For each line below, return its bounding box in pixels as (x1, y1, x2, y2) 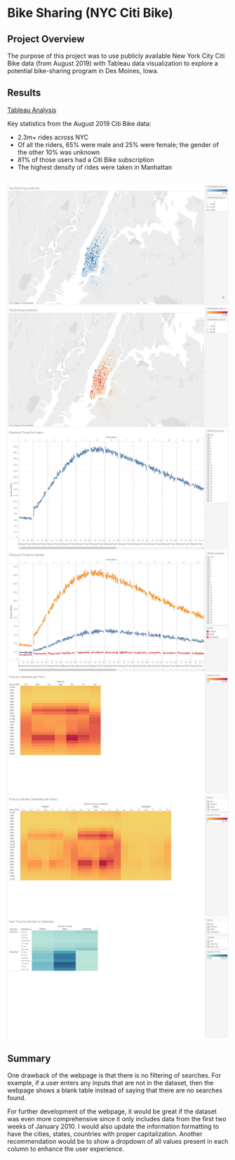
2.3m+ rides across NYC (17, 132, 89, 142)
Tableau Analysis (7, 106, 57, 114)
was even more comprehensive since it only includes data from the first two (7, 1115, 227, 1123)
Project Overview (7, 33, 85, 45)
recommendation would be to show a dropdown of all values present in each (7, 1137, 229, 1146)
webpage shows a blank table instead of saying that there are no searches (7, 1086, 223, 1094)
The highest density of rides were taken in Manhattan (17, 163, 173, 171)
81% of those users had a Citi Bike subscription (17, 155, 154, 163)
